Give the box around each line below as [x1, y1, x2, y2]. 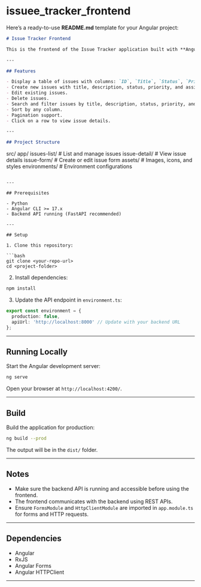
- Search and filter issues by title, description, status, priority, [6, 101, 186, 107]
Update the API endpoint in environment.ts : [14, 296, 123, 303]
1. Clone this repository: [6, 242, 74, 249]
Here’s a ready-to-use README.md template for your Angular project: [6, 24, 179, 31]
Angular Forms [14, 562, 52, 569]
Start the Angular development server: [6, 363, 100, 370]
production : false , [11, 313, 60, 320]
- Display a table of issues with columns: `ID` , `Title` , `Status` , [6, 79, 184, 85]
